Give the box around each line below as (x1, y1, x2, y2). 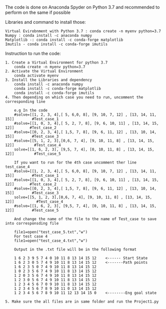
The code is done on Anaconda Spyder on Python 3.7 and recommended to (5, 4, 160, 10)
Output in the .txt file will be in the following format (14, 247, 137, 252)
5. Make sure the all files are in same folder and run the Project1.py (5, 299, 159, 304)
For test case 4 (14, 234, 48, 239)
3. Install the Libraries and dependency (5, 77, 92, 82)
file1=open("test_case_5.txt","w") (14, 230, 88, 234)
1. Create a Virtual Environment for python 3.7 (5, 60, 108, 65)
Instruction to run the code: (5, 51, 61, 56)
